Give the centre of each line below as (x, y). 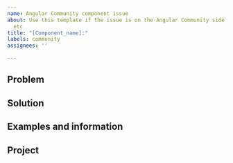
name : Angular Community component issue (68, 13)
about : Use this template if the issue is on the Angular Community (108, 20)
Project (23, 150)
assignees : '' (28, 46)
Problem (26, 80)
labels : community (34, 39)
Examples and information (65, 127)
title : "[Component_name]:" (48, 33)
